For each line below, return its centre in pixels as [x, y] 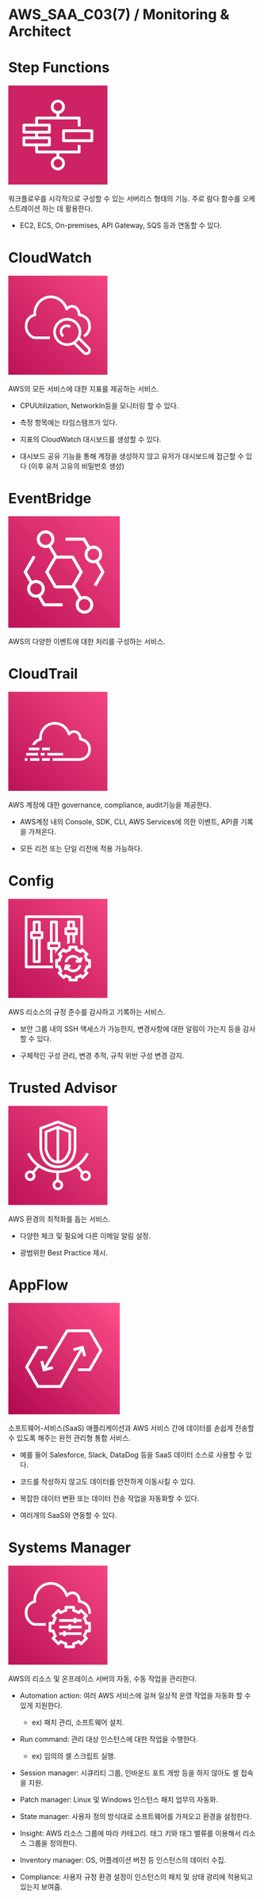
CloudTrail [43, 674]
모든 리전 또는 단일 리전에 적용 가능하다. [81, 848]
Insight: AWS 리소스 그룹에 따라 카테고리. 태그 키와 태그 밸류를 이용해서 [130, 1833]
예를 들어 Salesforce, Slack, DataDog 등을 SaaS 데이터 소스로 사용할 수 [132, 1454]
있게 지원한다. [41, 1705]
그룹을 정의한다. [53, 1843]
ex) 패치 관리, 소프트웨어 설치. [78, 1722]
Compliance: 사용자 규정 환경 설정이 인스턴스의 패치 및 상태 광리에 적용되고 [136, 1877]
